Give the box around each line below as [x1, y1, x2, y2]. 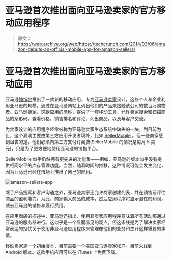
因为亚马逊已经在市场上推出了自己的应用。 [5, 168, 95, 175]
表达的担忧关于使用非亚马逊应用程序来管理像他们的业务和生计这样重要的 [9, 225, 161, 232]
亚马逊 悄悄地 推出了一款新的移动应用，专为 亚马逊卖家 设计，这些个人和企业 [5, 96, 161, 102]
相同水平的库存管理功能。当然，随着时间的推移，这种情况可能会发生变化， [9, 162, 166, 168]
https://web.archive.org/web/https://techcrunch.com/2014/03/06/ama [17, 41, 165, 47]
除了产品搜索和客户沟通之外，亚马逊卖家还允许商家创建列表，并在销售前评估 [5, 189, 166, 195]
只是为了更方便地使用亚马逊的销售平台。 [16, 145, 101, 151]
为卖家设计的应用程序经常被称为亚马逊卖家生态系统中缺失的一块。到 [5, 126, 148, 132]
